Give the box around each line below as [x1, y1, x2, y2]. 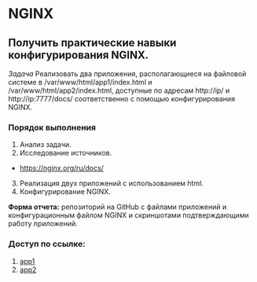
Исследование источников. [19, 148, 112, 158]
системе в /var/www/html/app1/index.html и [8, 78, 152, 86]
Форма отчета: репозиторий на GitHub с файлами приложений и [8, 202, 227, 212]
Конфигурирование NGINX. [19, 187, 112, 196]
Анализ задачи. [19, 140, 72, 149]
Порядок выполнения [8, 122, 97, 133]
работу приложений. [8, 219, 79, 229]
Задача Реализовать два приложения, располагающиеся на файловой [8, 69, 247, 79]
